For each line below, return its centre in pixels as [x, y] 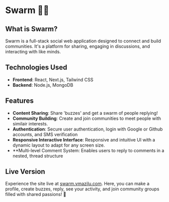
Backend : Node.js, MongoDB [43, 85]
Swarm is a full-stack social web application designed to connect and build [83, 41]
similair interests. [30, 123]
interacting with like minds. [33, 52]
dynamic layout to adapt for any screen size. [59, 145]
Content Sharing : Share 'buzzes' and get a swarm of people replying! [85, 113]
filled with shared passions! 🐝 [36, 194]
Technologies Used [36, 68]
